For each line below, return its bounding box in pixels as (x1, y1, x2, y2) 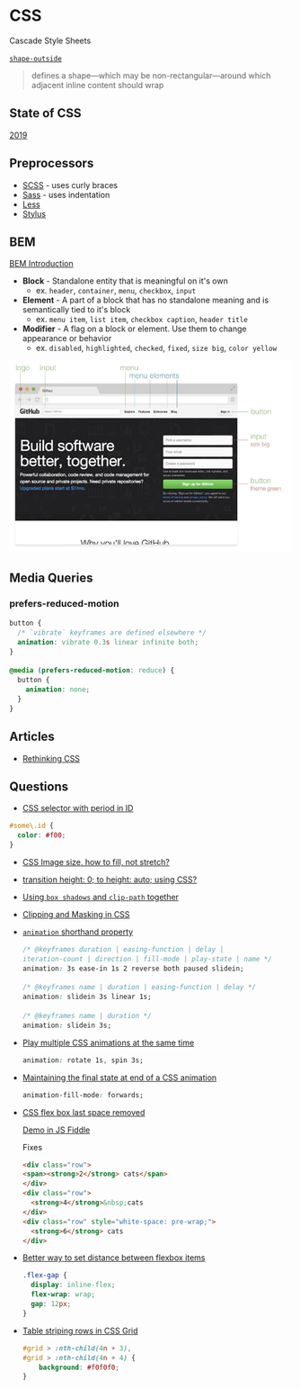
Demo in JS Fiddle (22, 1124, 91, 1135)
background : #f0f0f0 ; (39, 1363, 119, 1372)
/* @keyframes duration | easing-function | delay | (22, 944, 225, 954)
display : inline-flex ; (31, 1280, 116, 1290)
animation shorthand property (22, 926, 134, 937)
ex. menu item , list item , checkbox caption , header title (35, 314, 249, 325)
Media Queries (9, 570, 93, 585)
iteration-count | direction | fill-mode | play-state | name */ (22, 954, 272, 963)
